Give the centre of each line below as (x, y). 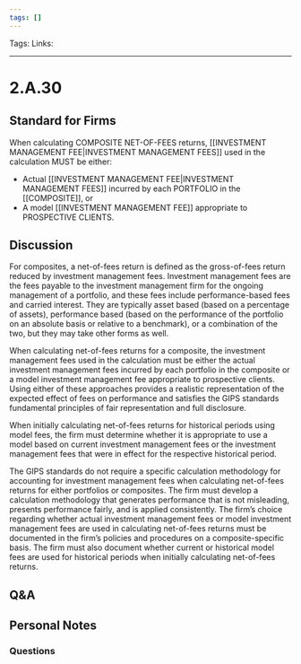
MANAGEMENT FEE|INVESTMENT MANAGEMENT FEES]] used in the (138, 152)
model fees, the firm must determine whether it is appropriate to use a (139, 435)
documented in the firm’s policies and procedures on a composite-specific (147, 538)
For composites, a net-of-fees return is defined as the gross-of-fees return (147, 266)
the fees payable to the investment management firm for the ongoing (137, 286)
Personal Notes (53, 626)
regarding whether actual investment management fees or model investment (150, 519)
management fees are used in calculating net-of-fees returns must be (138, 529)
